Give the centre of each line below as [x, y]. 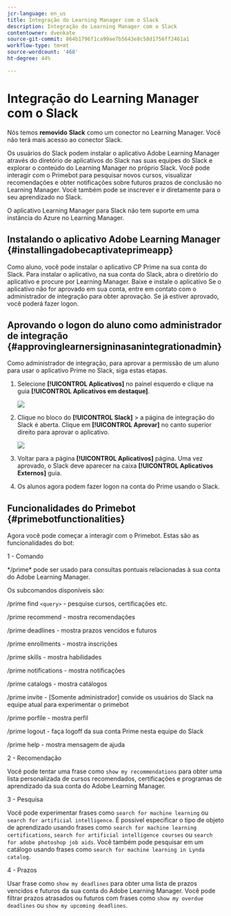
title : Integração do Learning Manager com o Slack [83, 20]
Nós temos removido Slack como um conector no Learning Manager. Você [114, 132]
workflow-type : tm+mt [38, 46]
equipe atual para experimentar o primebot [68, 705]
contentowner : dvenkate [41, 33]
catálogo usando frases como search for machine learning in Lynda [106, 850]
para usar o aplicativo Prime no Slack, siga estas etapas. [87, 370]
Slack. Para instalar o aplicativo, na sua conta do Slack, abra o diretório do [113, 274]
